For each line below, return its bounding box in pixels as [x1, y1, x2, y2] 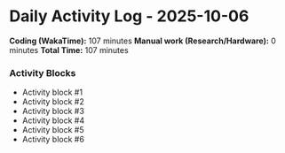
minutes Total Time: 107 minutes [9, 44, 129, 55]
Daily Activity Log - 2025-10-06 [9, 6, 249, 27]
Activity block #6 [21, 134, 84, 145]
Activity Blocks [9, 66, 76, 79]
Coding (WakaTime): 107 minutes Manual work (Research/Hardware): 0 [9, 35, 277, 46]
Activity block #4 [21, 115, 85, 126]
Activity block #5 [21, 125, 84, 135]
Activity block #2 [21, 96, 84, 107]
